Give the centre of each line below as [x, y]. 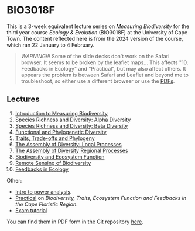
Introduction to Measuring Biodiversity [61, 113]
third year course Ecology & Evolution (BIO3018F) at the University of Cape [97, 32]
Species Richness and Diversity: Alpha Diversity [73, 120]
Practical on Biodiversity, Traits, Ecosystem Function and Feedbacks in [101, 198]
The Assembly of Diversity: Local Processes [68, 144]
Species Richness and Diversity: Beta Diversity [71, 125]
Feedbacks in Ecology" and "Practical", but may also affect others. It [103, 68]
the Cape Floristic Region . [46, 204]
